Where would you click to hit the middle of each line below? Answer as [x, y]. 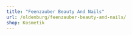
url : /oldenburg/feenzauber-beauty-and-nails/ [66, 17]
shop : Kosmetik [26, 23]
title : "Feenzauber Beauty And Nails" [55, 12]
